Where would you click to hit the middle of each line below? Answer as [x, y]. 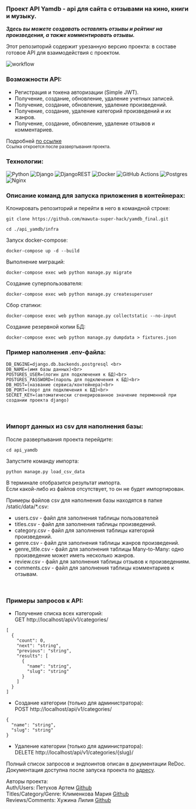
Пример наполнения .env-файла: [56, 352]
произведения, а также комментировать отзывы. [71, 35]
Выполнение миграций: [36, 262]
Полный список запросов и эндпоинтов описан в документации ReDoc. [96, 764]
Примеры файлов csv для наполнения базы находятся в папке [84, 500]
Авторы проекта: [27, 781]
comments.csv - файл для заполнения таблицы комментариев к [94, 568]
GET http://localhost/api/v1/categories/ [61, 620]
